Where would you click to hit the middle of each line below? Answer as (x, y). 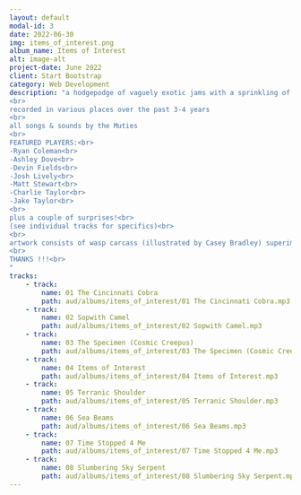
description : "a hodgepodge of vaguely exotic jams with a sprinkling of (150, 92)
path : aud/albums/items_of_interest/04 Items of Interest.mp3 (160, 376)
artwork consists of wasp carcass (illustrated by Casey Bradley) (136, 243)
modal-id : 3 (31, 26)
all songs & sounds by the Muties (74, 126)
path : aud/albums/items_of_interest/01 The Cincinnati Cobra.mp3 (166, 301)
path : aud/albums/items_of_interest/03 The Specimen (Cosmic (158, 351)
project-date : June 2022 (56, 68)
